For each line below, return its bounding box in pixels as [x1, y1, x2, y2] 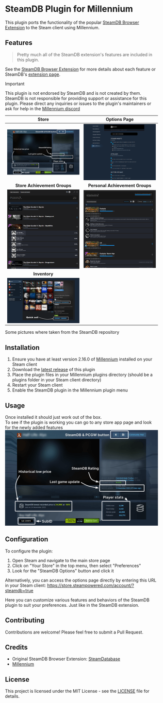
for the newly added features [5, 424, 63, 430]
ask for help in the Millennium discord [5, 105, 80, 111]
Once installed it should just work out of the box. [5, 414, 102, 420]
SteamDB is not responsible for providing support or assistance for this [5, 95, 147, 101]
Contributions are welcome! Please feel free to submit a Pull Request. [5, 629, 144, 635]
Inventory [33, 271, 53, 276]
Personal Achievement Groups [88, 182, 151, 188]
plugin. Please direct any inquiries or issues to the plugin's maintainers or [5, 101, 151, 106]
